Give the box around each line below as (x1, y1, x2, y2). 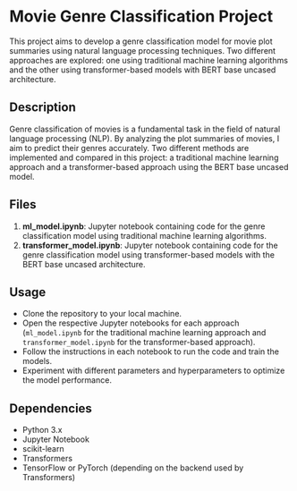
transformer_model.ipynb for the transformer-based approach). (21, 337, 256, 348)
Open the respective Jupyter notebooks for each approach (21, 317, 240, 328)
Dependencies (9, 401, 92, 416)
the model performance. (21, 375, 112, 385)
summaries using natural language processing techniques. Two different (9, 45, 276, 55)
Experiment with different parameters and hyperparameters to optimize (21, 365, 285, 377)
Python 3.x (21, 425, 63, 436)
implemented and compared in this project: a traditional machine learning (9, 152, 279, 163)
